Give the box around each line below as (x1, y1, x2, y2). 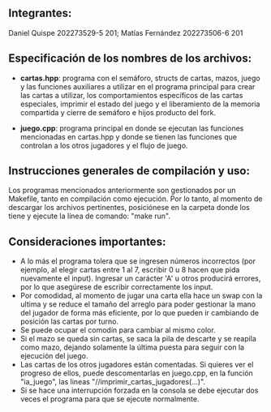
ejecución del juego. (19, 351, 88, 361)
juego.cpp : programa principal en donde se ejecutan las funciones (19, 123, 244, 133)
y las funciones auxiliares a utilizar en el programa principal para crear (19, 81, 256, 92)
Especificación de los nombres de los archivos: (8, 52, 252, 66)
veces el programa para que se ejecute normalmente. (19, 394, 200, 404)
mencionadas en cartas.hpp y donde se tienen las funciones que (19, 131, 238, 141)
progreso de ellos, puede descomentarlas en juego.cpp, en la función (19, 368, 253, 378)
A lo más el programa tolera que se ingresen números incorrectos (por (19, 256, 256, 266)
